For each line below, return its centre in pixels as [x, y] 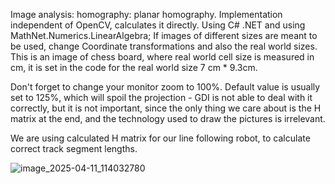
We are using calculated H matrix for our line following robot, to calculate [160, 138]
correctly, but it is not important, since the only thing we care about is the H [166, 108]
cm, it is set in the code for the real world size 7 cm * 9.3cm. [134, 67]
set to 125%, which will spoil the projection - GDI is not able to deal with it [161, 97]
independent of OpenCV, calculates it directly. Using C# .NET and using [158, 25]
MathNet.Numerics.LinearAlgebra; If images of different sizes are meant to [164, 35]
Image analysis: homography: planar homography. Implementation [146, 14]
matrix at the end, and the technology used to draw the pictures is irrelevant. [168, 118]
